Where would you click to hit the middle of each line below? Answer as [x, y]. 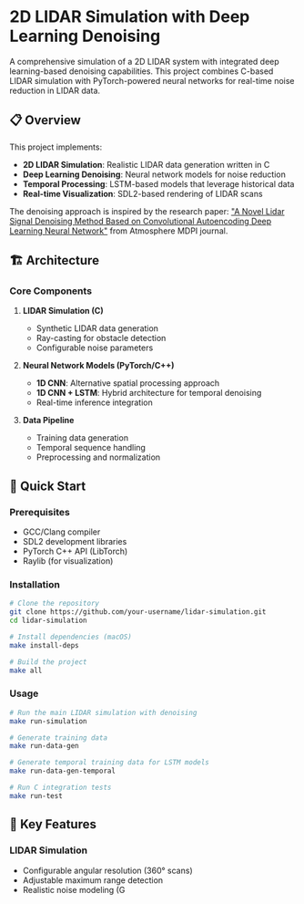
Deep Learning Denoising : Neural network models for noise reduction [154, 174]
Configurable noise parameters [95, 348]
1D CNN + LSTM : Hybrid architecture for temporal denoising [149, 393]
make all [26, 670]
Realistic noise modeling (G [74, 889]
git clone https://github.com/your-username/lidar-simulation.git [138, 612]
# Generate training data [58, 738]
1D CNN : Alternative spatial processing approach [128, 383]
